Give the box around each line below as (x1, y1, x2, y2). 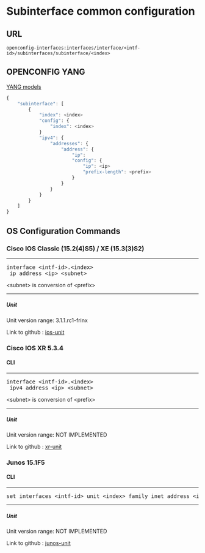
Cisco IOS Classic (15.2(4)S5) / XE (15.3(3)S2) (6, 244, 145, 252)
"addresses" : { (49, 140, 88, 146)
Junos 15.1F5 (6, 458, 45, 467)
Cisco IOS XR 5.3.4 (6, 344, 64, 352)
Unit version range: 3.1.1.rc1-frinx (6, 317, 88, 324)
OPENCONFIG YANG (6, 67, 85, 77)
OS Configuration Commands (6, 225, 121, 236)
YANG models (6, 83, 41, 90)
